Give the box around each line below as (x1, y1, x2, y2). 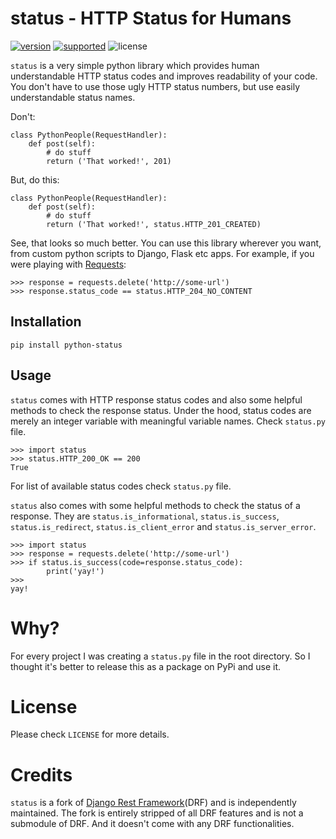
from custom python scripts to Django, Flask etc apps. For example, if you (10, 247, 315, 259)
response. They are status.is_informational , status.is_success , (10, 510, 280, 522)
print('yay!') (46, 566, 105, 576)
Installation (10, 313, 82, 331)
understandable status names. (10, 91, 136, 103)
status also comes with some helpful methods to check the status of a (10, 499, 301, 511)
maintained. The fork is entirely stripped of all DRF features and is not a (10, 807, 304, 819)
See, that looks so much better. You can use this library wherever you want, (10, 237, 322, 249)
